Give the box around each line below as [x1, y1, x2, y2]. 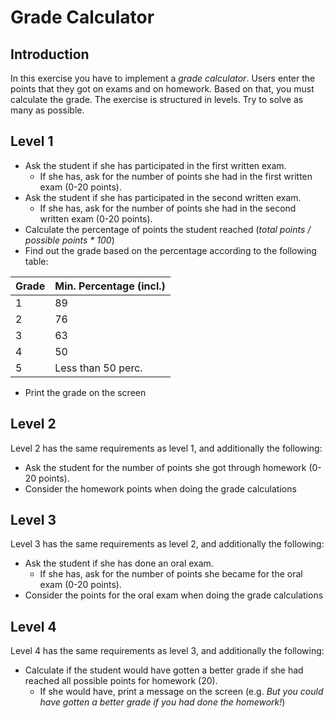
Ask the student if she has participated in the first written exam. [24, 159, 287, 171]
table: [24, 255, 49, 267]
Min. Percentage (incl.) [54, 279, 166, 293]
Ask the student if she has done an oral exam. [24, 557, 214, 570]
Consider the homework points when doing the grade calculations [24, 482, 297, 495]
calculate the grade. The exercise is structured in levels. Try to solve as [10, 94, 304, 105]
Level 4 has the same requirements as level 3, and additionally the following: [10, 645, 325, 657]
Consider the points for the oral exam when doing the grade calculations [24, 589, 324, 601]
